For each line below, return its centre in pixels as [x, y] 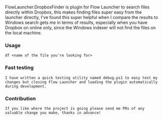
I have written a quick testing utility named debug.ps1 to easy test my [81, 78]
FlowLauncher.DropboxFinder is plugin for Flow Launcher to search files [77, 7]
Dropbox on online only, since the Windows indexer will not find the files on [81, 28]
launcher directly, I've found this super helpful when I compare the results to [81, 17]
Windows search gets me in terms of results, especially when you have [76, 22]
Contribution [20, 98]
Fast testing [19, 68]
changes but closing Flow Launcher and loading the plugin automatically [81, 82]
